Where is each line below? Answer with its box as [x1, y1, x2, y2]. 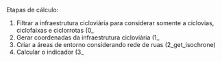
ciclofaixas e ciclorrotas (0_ [16, 27, 94, 34]
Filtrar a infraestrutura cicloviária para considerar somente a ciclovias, [16, 19, 214, 27]
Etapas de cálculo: [6, 6, 59, 14]
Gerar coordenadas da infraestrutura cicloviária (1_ [16, 33, 160, 42]
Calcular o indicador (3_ [16, 48, 84, 56]
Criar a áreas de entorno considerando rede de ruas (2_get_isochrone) [16, 41, 217, 48]
